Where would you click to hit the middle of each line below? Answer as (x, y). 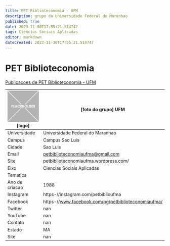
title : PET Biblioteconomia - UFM (42, 11)
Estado (15, 229)
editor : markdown (24, 37)
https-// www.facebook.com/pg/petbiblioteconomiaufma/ (103, 202)
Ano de (15, 182)
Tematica (17, 175)
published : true (22, 21)
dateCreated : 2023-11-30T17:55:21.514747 (50, 43)
